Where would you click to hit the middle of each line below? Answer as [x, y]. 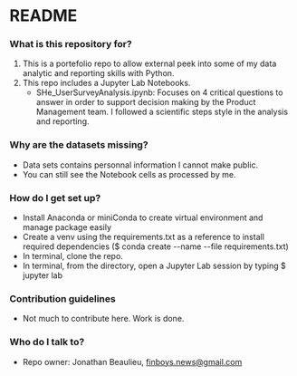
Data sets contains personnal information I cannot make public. [140, 165]
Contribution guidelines [62, 299]
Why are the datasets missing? [79, 145]
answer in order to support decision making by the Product [146, 102]
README [43, 16]
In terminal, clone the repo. [73, 256]
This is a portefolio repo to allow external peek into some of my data [149, 63]
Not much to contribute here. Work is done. [103, 319]
